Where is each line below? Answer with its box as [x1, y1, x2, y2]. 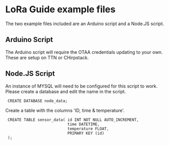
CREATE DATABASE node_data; [7, 98, 68, 103]
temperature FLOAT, [67, 126, 109, 131]
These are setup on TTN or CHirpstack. [5, 54, 89, 60]
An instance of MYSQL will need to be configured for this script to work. [5, 83, 158, 89]
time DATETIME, [67, 121, 100, 127]
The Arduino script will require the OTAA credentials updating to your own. [5, 49, 163, 55]
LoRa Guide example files [5, 4, 116, 15]
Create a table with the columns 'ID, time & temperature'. [5, 107, 125, 113]
